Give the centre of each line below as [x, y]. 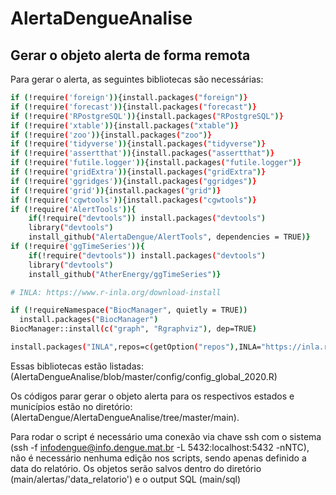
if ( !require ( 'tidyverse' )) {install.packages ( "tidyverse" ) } [138, 144]
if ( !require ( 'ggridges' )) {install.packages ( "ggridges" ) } [133, 181]
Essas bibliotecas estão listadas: [77, 366]
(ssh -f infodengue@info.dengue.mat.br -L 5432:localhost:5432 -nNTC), [160, 447]
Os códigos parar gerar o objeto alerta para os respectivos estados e [152, 396]
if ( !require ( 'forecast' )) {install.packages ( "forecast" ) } [133, 107]
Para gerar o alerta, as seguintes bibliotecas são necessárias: [137, 79]
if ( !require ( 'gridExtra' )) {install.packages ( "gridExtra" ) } [138, 172]
